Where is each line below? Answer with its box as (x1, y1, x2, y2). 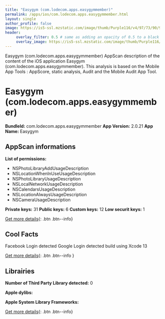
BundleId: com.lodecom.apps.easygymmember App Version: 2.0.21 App (5, 123, 153, 129)
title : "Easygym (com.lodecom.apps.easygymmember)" (5, 7, 113, 12)
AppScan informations (5, 142, 76, 151)
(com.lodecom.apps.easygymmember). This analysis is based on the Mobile (5, 63, 160, 69)
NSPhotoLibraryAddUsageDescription (12, 165, 89, 171)
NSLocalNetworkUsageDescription (12, 181, 83, 187)
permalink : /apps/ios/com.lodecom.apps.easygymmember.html (5, 12, 129, 17)
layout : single (5, 16, 36, 21)
